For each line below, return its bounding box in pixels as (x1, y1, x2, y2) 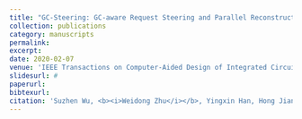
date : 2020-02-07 (9, 55, 75, 64)
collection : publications (9, 21, 106, 30)
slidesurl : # (9, 72, 58, 81)
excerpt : (9, 47, 42, 55)
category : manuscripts (9, 30, 94, 38)
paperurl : (9, 80, 47, 89)
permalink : (9, 38, 50, 47)
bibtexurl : (9, 88, 50, 97)
